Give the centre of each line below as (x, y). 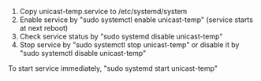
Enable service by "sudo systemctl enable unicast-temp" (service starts (136, 20)
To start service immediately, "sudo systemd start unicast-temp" (113, 68)
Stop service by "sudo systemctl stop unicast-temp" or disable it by (129, 45)
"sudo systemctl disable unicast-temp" (83, 53)
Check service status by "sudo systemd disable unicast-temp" (121, 36)
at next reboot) (44, 28)
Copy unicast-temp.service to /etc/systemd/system (103, 11)
